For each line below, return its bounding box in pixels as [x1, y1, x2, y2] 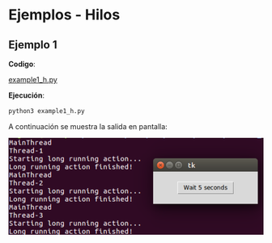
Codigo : [8, 59, 36, 69]
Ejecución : [8, 90, 45, 100]
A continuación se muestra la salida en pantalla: [8, 121, 168, 131]
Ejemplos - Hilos [8, 6, 121, 24]
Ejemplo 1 [8, 38, 57, 52]
